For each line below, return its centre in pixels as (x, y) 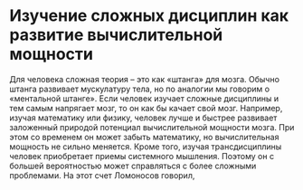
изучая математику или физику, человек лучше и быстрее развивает (143, 118)
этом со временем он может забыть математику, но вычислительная (144, 137)
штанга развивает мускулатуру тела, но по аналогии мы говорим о (139, 89)
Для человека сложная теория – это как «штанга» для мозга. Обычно (145, 79)
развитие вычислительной (116, 35)
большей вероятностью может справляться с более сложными (133, 166)
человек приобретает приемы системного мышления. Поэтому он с (142, 156)
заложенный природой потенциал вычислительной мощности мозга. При (152, 127)
